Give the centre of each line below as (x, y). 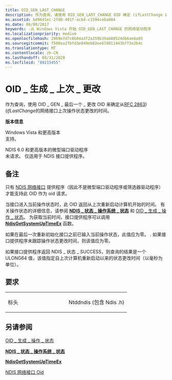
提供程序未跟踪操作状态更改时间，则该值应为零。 (61, 241)
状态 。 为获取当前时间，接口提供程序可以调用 (62, 217)
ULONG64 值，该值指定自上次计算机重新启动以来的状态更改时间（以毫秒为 (84, 258)
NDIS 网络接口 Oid (25, 372)
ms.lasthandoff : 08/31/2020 (35, 58)
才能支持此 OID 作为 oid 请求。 (38, 193)
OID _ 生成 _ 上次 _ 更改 (53, 89)
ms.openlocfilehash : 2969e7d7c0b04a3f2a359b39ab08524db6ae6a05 (74, 39)
